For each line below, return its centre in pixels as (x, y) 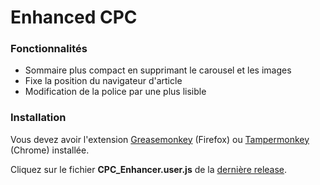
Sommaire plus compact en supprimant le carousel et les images (158, 70)
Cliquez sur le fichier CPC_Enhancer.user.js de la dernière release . (149, 169)
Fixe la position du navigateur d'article (103, 81)
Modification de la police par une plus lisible (115, 92)
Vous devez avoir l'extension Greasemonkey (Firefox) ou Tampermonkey (160, 139)
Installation (38, 118)
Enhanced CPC (74, 17)
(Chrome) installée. (50, 150)
